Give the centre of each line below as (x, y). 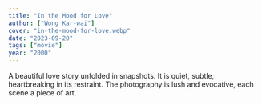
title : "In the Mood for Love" (60, 16)
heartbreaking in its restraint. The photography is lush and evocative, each (131, 84)
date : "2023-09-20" (41, 38)
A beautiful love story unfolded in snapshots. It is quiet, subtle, (111, 76)
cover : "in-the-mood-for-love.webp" (69, 30)
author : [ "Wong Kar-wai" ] (51, 23)
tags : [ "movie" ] (35, 46)
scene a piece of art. (42, 93)
